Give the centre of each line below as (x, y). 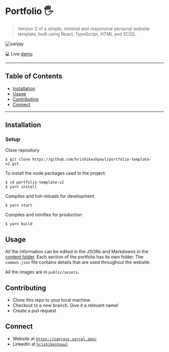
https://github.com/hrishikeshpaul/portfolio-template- (92, 160)
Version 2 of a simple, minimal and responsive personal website (83, 28)
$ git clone (18, 160)
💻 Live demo (19, 54)
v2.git (12, 164)
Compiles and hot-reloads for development (50, 196)
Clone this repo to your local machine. (52, 300)
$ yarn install (21, 187)
